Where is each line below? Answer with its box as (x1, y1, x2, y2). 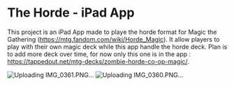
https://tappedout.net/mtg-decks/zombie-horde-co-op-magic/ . (7, 57, 190, 65)
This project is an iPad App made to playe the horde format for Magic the (7, 28, 217, 36)
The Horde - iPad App (7, 5, 135, 21)
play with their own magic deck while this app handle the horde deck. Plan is (7, 42, 228, 51)
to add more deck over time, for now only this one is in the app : (7, 50, 191, 58)
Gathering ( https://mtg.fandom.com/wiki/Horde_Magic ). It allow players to (7, 35, 220, 43)
